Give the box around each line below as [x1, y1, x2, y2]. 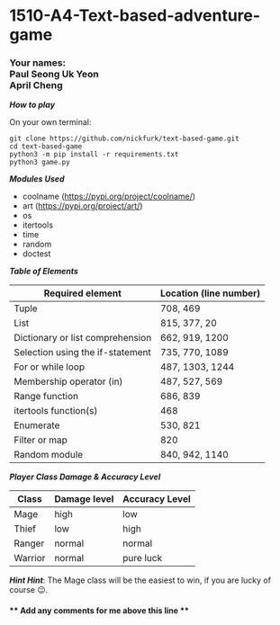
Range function [14, 390, 79, 403]
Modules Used [9, 174, 65, 184]
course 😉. [9, 585, 49, 595]
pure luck [122, 552, 163, 565]
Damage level [53, 493, 114, 505]
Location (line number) [160, 287, 261, 299]
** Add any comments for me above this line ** [9, 605, 189, 616]
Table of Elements [9, 266, 79, 277]
